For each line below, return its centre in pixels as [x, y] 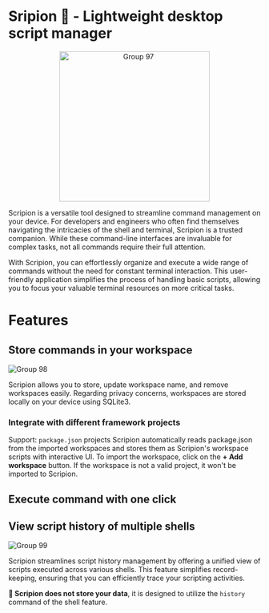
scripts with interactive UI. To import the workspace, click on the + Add [126, 457]
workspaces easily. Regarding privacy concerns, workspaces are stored [127, 393]
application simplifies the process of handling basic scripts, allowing [148, 279]
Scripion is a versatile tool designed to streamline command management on [135, 212]
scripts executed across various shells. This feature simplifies [110, 570]
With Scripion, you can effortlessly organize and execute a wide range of [128, 262]
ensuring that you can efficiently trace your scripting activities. [142, 578]
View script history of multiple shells [102, 527]
